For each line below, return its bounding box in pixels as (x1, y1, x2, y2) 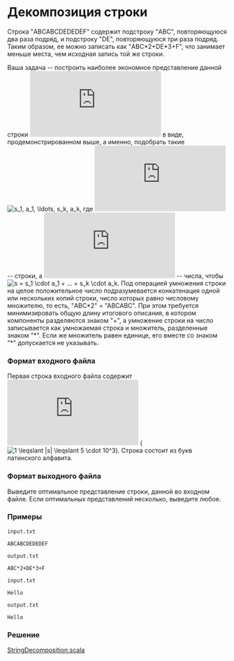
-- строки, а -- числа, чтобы (7, 271, 224, 280)
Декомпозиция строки (7, 4, 148, 20)
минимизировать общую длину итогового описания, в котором (7, 309, 197, 317)
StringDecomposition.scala (7, 646, 85, 655)
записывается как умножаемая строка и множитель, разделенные (7, 323, 208, 332)
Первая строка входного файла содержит (7, 372, 133, 380)
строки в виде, (7, 130, 184, 139)
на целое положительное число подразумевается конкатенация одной (7, 286, 220, 295)
